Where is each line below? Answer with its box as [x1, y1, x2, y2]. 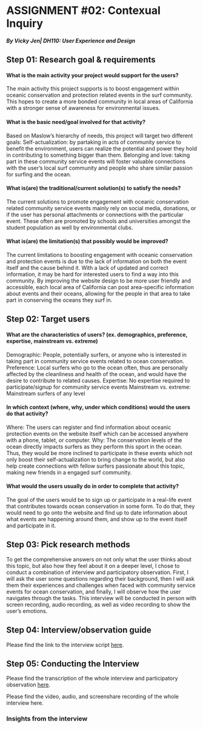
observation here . [6, 681, 50, 688]
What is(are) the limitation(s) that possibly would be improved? [6, 238, 168, 245]
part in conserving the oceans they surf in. [6, 296, 113, 304]
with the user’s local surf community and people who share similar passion [6, 164, 193, 171]
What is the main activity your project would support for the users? [6, 71, 179, 79]
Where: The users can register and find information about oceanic [6, 423, 171, 431]
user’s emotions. [6, 607, 48, 614]
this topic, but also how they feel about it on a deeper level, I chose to [6, 562, 180, 569]
